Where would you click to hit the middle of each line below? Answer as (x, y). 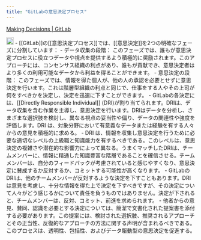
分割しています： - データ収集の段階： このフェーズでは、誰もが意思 (101, 50)
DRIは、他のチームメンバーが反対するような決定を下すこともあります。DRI (98, 178)
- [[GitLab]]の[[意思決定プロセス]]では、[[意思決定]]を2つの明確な (96, 43)
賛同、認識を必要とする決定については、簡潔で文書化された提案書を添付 (106, 208)
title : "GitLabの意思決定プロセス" (46, 12)
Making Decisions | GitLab (39, 29)
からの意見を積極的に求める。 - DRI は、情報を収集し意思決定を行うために (98, 133)
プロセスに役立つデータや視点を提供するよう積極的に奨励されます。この (100, 58)
